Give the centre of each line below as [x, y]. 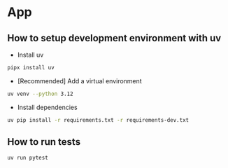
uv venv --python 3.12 [40, 94]
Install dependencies [48, 107]
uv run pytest [28, 158]
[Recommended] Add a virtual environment [79, 80]
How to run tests [44, 142]
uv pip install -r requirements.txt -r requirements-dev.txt [98, 120]
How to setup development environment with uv [114, 38]
